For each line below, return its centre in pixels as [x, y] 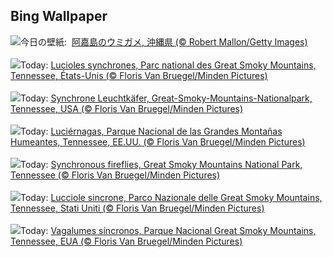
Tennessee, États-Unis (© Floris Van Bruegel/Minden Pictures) [139, 75]
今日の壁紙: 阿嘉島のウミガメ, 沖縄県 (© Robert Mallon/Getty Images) [164, 41]
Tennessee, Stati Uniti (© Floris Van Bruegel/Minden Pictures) [137, 208]
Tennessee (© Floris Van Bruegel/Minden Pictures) [115, 175]
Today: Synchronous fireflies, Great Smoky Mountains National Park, [161, 164]
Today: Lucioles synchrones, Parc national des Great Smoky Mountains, [168, 65]
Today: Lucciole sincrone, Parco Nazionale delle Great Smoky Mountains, [171, 197]
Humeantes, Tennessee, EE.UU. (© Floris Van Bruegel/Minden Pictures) [158, 141]
